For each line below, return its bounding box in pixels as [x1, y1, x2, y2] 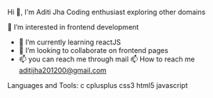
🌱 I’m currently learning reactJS [18, 37, 121, 47]
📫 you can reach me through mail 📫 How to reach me [18, 54, 195, 64]
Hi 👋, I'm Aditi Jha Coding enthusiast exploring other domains [7, 8, 206, 16]
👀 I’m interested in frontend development [7, 23, 139, 31]
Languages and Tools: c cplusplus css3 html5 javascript [7, 81, 189, 89]
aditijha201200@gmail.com [18, 66, 107, 75]
